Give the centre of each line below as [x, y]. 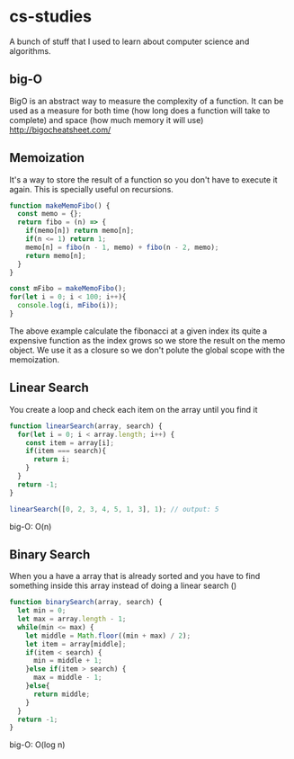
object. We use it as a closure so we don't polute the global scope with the [147, 350]
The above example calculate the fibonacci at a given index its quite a [138, 331]
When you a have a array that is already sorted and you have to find [135, 576]
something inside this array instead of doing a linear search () [123, 585]
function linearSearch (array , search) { [86, 426]
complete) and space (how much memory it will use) [107, 120]
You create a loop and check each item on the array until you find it [134, 409]
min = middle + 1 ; [67, 661]
